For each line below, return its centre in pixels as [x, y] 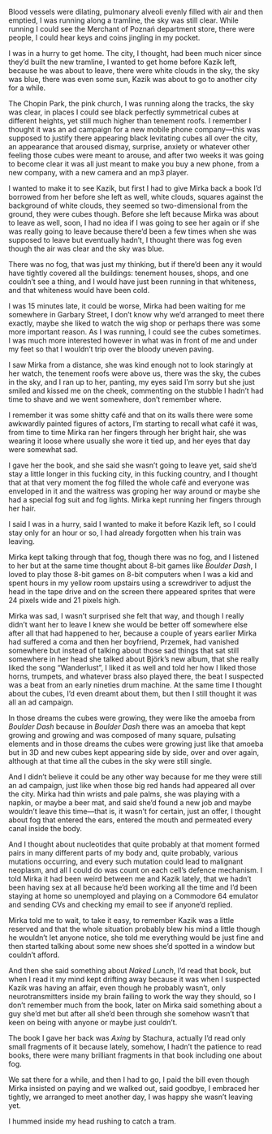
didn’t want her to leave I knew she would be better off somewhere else [128, 625]
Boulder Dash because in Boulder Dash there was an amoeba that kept [127, 727]
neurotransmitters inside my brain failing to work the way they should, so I [132, 996]
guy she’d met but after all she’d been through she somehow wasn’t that [129, 1013]
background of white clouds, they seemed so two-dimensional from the [128, 205]
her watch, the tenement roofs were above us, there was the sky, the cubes [135, 373]
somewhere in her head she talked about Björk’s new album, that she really [134, 659]
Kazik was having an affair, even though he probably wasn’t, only [117, 988]
